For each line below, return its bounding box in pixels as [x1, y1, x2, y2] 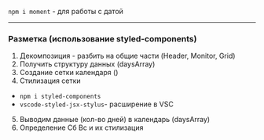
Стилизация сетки [19, 76, 81, 85]
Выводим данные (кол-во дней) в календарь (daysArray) [19, 115, 211, 124]
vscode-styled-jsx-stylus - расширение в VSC [19, 99, 174, 109]
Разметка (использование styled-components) [8, 33, 197, 44]
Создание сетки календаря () [19, 68, 119, 77]
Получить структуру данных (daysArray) [19, 59, 156, 69]
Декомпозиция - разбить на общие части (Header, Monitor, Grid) [19, 51, 236, 61]
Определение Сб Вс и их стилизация [19, 123, 144, 132]
